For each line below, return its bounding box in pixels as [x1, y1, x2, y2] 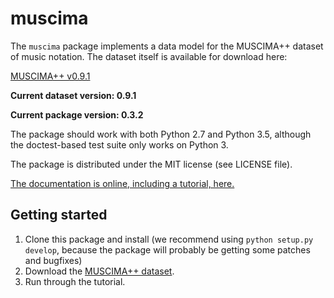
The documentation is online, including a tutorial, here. [10, 177, 235, 189]
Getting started [10, 207, 108, 224]
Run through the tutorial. [24, 275, 126, 287]
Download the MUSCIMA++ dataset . [24, 265, 175, 277]
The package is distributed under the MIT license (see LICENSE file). [10, 158, 293, 170]
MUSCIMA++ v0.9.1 [10, 70, 91, 82]
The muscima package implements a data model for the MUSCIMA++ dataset [10, 40, 324, 52]
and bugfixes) [24, 254, 83, 266]
